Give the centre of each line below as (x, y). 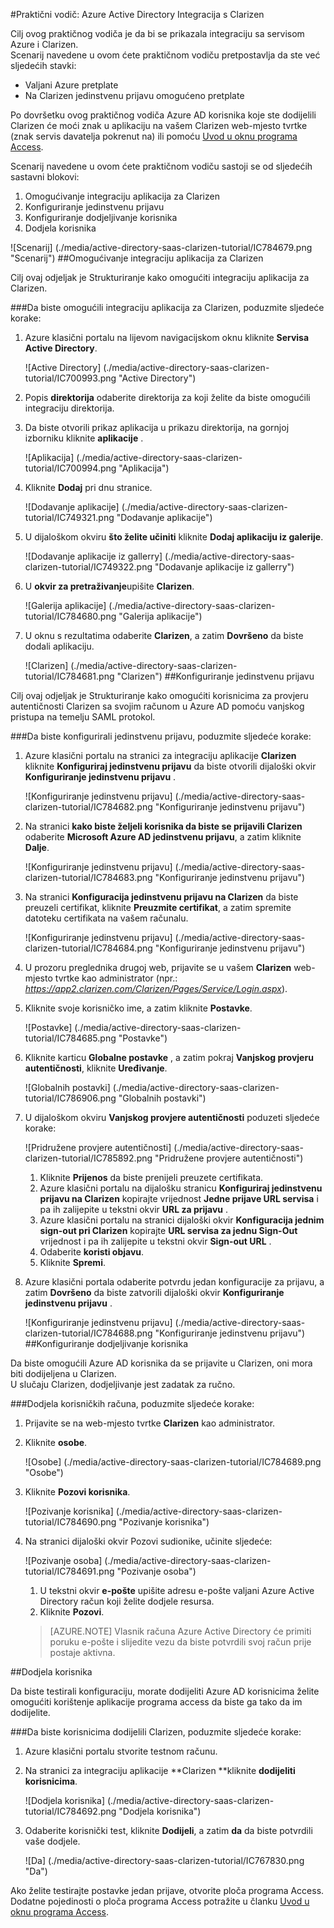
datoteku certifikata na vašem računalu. (106, 918)
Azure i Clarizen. (44, 44)
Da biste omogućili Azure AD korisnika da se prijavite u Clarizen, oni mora (161, 1363)
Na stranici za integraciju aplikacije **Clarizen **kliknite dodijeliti (160, 1770)
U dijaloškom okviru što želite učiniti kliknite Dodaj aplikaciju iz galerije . (174, 537)
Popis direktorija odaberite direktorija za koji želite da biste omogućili (167, 397)
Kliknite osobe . (56, 1442)
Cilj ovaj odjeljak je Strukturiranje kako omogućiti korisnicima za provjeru (159, 695)
